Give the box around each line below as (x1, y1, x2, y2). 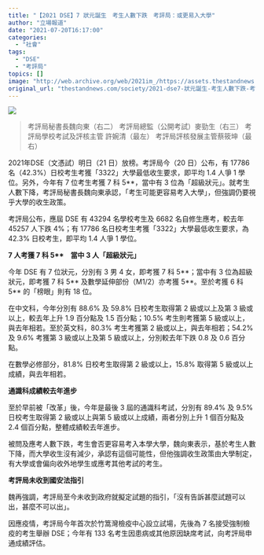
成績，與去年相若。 (8, 369, 71, 379)
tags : (8, 48, 26, 56)
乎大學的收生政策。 (8, 197, 71, 207)
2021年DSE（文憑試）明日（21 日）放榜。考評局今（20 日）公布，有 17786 (8, 158, 250, 167)
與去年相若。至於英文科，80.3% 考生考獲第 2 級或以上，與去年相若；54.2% (8, 323, 254, 333)
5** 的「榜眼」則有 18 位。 (8, 287, 97, 296)
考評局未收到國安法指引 (8, 476, 84, 485)
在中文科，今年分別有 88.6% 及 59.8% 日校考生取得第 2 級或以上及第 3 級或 (8, 303, 254, 313)
